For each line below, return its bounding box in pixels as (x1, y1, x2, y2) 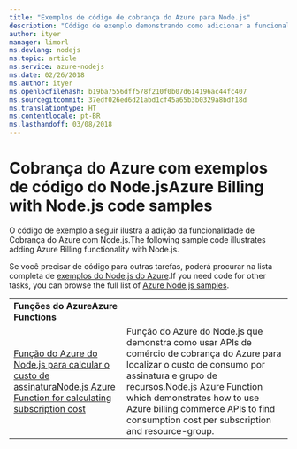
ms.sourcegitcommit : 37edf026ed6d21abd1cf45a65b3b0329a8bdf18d (9, 95, 247, 105)
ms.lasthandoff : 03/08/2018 (9, 120, 113, 129)
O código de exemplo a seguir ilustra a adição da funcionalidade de (9, 225, 255, 236)
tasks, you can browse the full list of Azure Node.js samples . (9, 280, 230, 290)
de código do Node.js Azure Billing (9, 177, 264, 197)
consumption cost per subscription (126, 414, 272, 426)
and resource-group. (126, 424, 215, 437)
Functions (13, 311, 57, 323)
